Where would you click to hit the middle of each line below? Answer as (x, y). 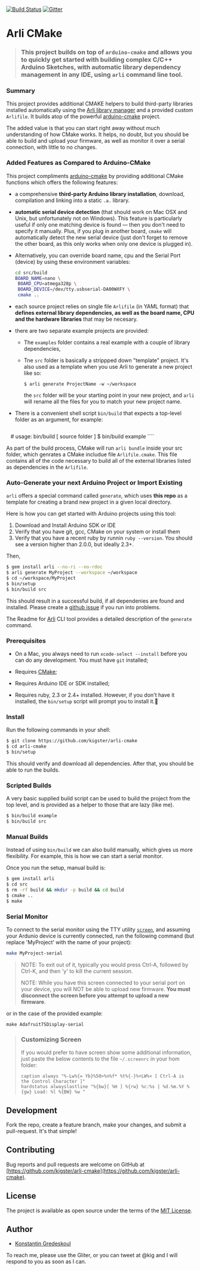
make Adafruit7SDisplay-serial (45, 1024)
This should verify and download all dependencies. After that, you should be (100, 763)
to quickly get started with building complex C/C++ (97, 60)
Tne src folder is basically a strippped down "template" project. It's (106, 360)
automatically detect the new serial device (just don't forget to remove (101, 237)
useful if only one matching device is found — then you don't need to (100, 224)
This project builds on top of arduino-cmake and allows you (106, 52)
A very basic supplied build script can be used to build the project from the (98, 799)
